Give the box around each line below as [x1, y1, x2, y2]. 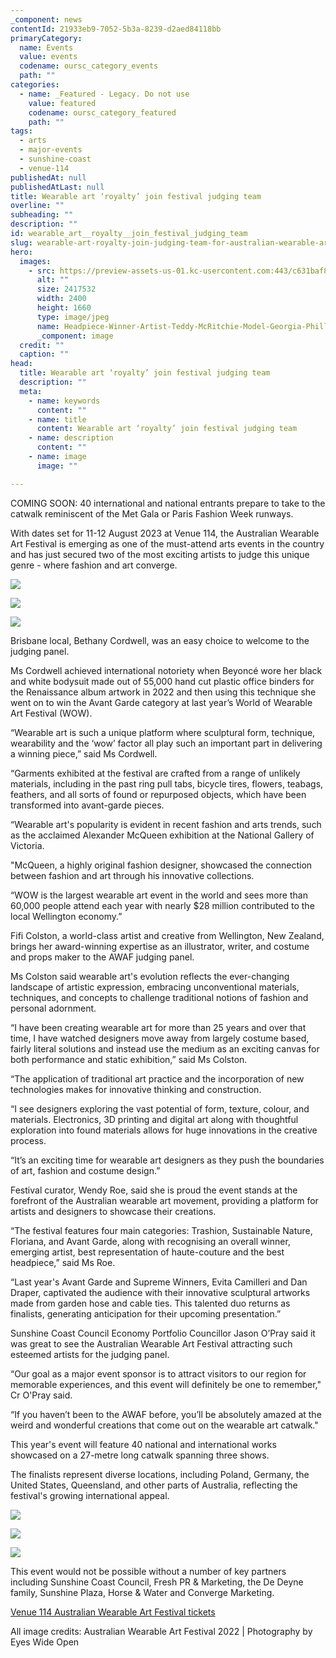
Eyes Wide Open [10, 1636, 80, 1648]
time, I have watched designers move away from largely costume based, [10, 1032, 310, 1044]
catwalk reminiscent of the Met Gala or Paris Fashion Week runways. [10, 507, 294, 520]
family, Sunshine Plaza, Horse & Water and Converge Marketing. [10, 1586, 275, 1598]
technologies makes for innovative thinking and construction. [10, 1083, 262, 1095]
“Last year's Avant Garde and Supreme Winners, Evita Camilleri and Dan [10, 1276, 308, 1288]
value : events [19, 52, 78, 62]
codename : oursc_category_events [19, 61, 159, 71]
